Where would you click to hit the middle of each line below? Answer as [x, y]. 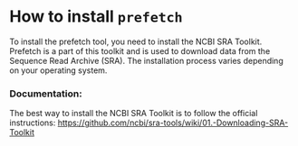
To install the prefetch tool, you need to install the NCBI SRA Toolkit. [136, 41]
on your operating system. [58, 70]
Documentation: [46, 94]
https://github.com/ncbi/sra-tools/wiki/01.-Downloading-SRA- [173, 123]
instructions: [33, 123]
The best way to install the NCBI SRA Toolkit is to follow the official [134, 114]
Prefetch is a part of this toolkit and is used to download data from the [140, 50]
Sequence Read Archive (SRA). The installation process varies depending [146, 60]
